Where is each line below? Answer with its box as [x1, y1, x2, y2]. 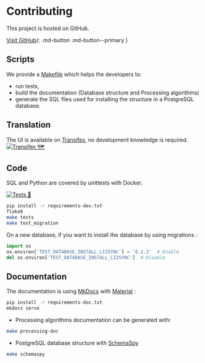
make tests [6, 215, 34, 221]
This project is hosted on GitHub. [6, 25, 90, 32]
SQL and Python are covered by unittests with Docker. [6, 179, 143, 186]
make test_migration [6, 220, 59, 226]
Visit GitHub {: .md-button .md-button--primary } [6, 36, 129, 44]
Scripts [6, 54, 35, 65]
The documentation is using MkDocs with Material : [6, 288, 136, 295]
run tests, [15, 82, 40, 90]
